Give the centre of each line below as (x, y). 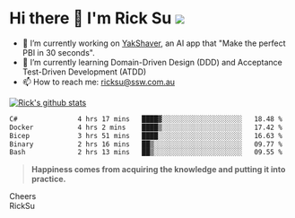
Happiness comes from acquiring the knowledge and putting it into (158, 170)
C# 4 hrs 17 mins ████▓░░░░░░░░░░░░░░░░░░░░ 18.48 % (146, 119)
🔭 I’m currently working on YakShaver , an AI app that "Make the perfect (154, 43)
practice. (48, 179)
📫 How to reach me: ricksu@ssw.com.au (99, 82)
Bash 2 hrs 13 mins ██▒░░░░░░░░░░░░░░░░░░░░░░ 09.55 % (146, 153)
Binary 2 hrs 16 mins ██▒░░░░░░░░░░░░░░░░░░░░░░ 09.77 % (146, 144)
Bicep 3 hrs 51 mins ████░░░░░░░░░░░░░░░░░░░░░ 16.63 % (146, 135)
